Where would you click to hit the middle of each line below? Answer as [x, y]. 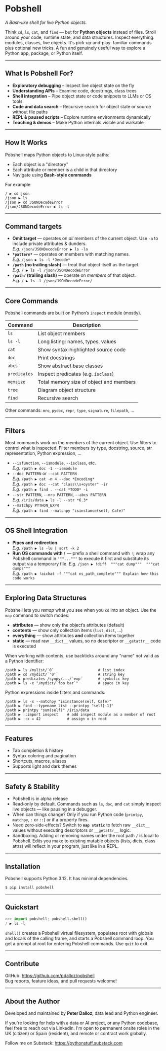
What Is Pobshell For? [39, 73]
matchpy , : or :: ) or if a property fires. [50, 820]
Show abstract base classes [70, 366]
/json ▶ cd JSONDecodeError [34, 202]
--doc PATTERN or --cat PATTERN [44, 473]
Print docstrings [56, 358]
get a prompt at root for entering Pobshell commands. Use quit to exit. [77, 943]
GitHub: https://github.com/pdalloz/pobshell [50, 976]
